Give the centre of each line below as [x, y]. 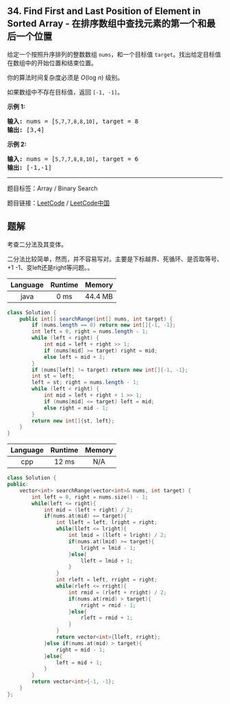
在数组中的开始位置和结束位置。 [52, 63]
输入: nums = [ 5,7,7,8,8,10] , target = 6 [73, 159]
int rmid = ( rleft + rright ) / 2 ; [117, 592]
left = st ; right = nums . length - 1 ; [85, 383]
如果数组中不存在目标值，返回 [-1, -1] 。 [65, 92]
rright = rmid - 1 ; [108, 605]
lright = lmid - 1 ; [108, 548]
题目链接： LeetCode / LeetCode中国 [59, 203]
